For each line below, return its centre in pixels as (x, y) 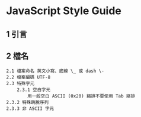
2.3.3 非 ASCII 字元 (30, 109)
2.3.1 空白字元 (34, 90)
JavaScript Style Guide (64, 11)
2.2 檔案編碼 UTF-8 (28, 77)
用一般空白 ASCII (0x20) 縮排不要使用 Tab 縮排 (81, 96)
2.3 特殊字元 (20, 84)
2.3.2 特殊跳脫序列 (28, 103)
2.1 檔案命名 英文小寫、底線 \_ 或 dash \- (55, 71)
